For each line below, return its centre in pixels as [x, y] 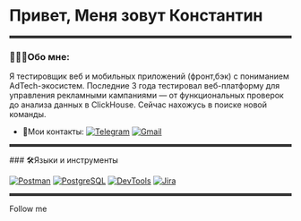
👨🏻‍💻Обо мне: [39, 56]
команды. [28, 115]
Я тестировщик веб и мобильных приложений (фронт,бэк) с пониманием [149, 76]
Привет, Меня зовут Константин [136, 16]
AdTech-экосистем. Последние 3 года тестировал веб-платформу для [145, 86]
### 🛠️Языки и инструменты [64, 160]
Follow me [28, 209]
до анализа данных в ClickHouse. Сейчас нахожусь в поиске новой [138, 105]
